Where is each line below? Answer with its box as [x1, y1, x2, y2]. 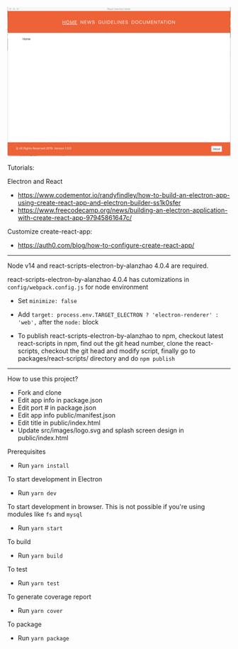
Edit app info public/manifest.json [17, 411, 115, 420]
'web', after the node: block [17, 318, 99, 327]
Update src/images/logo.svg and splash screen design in [17, 426, 184, 435]
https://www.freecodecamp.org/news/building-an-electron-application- [17, 206, 228, 214]
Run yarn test [17, 579, 60, 587]
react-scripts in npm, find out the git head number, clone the [17, 339, 194, 348]
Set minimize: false [17, 297, 77, 305]
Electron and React [7, 178, 63, 186]
